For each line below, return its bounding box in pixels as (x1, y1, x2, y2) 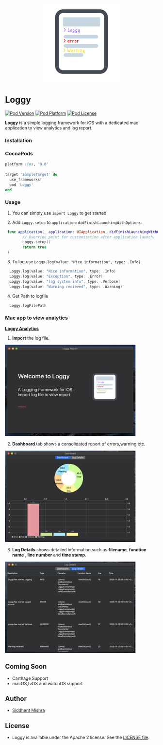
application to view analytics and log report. (5, 125, 93, 130)
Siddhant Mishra (12, 708, 45, 713)
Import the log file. (12, 335, 50, 341)
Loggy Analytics (5, 326, 39, 331)
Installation (5, 137, 33, 144)
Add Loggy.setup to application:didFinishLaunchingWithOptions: (12, 219, 143, 225)
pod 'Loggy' (9, 182, 34, 187)
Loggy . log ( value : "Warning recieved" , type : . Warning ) (9, 284, 123, 289)
